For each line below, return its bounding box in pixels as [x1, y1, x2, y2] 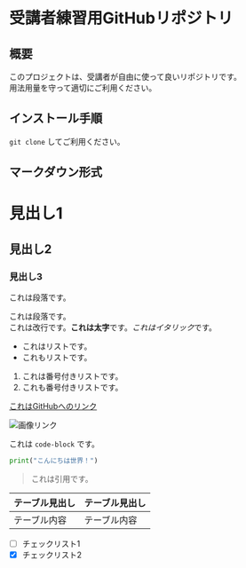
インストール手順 [9, 111, 103, 126]
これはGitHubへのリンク [9, 401, 98, 412]
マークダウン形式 [9, 165, 103, 180]
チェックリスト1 [21, 538, 81, 548]
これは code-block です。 [9, 438, 100, 449]
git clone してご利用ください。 [9, 136, 125, 146]
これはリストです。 [21, 341, 92, 351]
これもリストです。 [21, 352, 92, 363]
